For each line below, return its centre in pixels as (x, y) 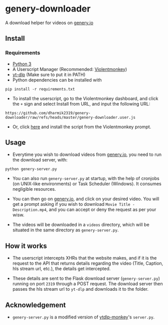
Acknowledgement (36, 305)
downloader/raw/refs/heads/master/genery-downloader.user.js (70, 117)
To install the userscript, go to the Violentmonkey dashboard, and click (85, 98)
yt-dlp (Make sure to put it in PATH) (49, 74)
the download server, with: (40, 160)
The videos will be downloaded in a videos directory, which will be (81, 225)
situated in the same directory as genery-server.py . (65, 230)
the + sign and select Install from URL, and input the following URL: (81, 104)
